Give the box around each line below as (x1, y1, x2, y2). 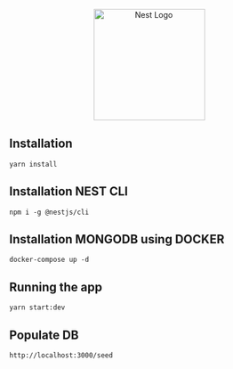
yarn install (9, 160, 58, 168)
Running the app (9, 279, 102, 294)
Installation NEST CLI (9, 184, 129, 200)
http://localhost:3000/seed (9, 351, 114, 360)
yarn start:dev (9, 303, 66, 312)
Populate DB (9, 327, 79, 342)
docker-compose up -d (9, 255, 90, 265)
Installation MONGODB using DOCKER (9, 232, 225, 247)
